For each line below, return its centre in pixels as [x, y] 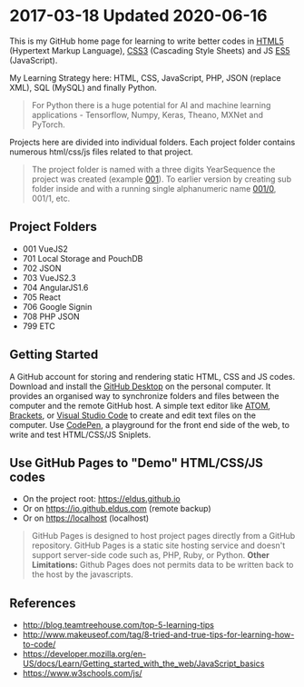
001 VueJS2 [45, 249]
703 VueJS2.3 [49, 277]
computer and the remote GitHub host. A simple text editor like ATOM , [140, 405]
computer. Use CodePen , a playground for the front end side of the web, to [150, 424]
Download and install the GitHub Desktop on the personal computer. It [140, 386]
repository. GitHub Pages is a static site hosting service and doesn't [158, 545]
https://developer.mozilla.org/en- [84, 654]
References [43, 603]
